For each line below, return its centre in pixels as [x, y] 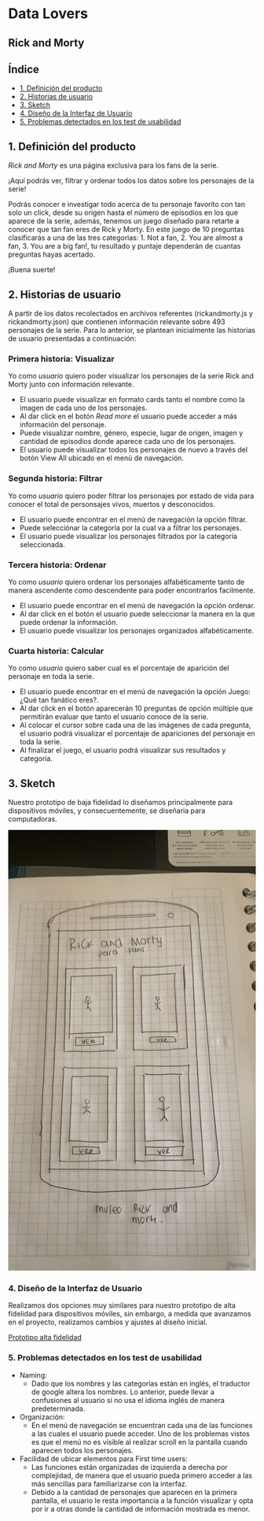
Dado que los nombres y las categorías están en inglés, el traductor [141, 1383]
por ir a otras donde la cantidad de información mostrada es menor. [141, 1508]
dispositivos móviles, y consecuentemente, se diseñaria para [107, 810]
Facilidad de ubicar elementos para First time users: [103, 1458]
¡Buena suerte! [32, 270]
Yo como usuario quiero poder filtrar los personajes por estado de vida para [131, 496]
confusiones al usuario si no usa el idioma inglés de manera [128, 1400]
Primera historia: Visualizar [61, 359]
